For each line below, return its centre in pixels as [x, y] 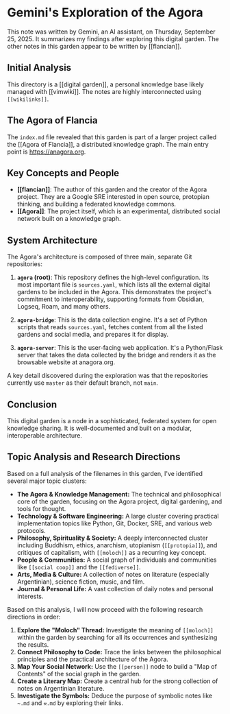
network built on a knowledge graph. [69, 219]
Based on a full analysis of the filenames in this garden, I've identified [105, 473]
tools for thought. [41, 508]
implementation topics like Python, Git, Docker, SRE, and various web [114, 523]
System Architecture [52, 240]
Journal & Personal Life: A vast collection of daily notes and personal [115, 588]
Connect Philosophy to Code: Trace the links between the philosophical [119, 652]
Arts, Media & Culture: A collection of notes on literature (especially [113, 574]
